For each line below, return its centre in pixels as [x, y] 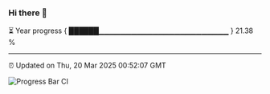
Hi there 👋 [28, 13]
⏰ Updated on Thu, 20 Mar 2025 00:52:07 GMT [87, 65]
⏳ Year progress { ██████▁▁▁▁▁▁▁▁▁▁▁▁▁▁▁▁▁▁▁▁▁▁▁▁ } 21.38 [131, 31]
